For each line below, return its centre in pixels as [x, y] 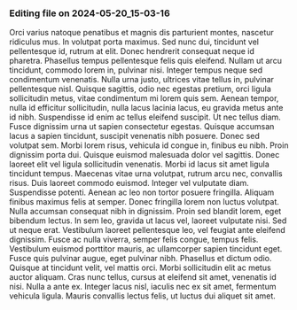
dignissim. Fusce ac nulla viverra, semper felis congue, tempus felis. [134, 240]
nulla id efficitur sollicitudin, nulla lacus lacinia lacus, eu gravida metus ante [146, 108]
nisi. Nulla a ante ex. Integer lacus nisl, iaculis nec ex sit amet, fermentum [143, 287]
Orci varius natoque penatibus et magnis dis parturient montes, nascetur [142, 33]
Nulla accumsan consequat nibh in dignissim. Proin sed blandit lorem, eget [145, 212]
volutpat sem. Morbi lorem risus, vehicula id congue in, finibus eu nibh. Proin [149, 145]
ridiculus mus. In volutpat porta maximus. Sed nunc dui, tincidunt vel [134, 42]
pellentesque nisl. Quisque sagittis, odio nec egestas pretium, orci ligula [141, 89]
